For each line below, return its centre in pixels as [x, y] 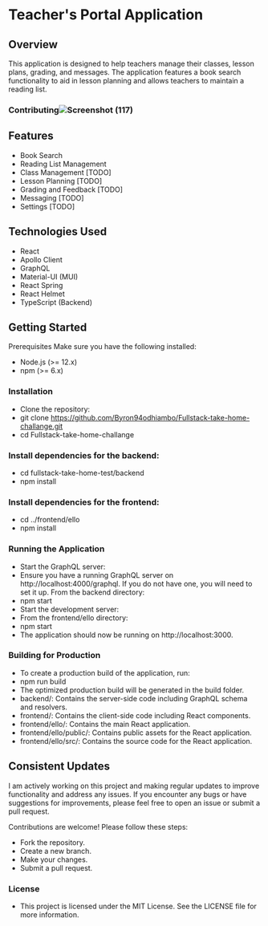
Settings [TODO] [47, 206]
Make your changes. [54, 859]
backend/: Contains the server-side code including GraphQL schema [134, 698]
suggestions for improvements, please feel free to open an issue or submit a [134, 802]
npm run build [43, 681]
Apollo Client [41, 259]
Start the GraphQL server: [63, 567]
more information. [49, 914]
